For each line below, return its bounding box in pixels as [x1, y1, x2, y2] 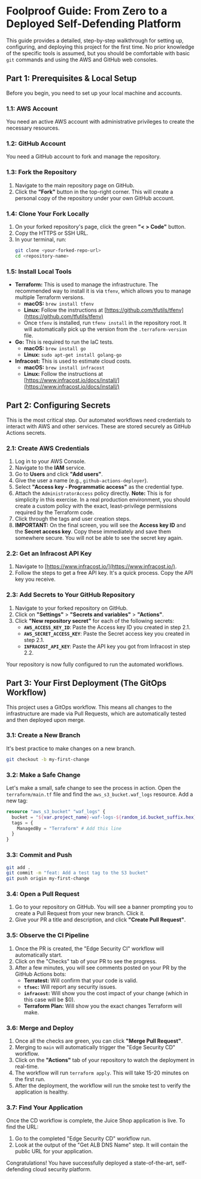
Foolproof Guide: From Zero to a [6, 4, 167, 18]
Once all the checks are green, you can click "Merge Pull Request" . [14, 1037, 183, 1044]
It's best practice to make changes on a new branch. [6, 745, 136, 752]
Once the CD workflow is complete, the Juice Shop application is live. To [6, 1117, 185, 1124]
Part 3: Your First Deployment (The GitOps [6, 678, 167, 688]
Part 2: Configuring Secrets [6, 401, 111, 411]
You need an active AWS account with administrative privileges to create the [6, 118, 194, 126]
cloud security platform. [32, 1166, 92, 1173]
